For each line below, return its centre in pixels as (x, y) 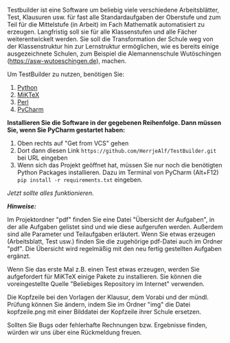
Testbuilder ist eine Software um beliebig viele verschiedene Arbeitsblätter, (113, 10)
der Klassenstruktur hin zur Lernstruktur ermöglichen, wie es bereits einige (113, 46)
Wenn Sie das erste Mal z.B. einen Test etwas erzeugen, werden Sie (104, 269)
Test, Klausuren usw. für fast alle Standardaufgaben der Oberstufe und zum (114, 17)
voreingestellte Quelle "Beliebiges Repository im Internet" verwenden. (106, 284)
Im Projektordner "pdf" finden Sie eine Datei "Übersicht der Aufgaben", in (111, 220)
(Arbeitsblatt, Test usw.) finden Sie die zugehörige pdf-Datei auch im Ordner (115, 241)
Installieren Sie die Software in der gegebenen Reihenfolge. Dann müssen (114, 122)
